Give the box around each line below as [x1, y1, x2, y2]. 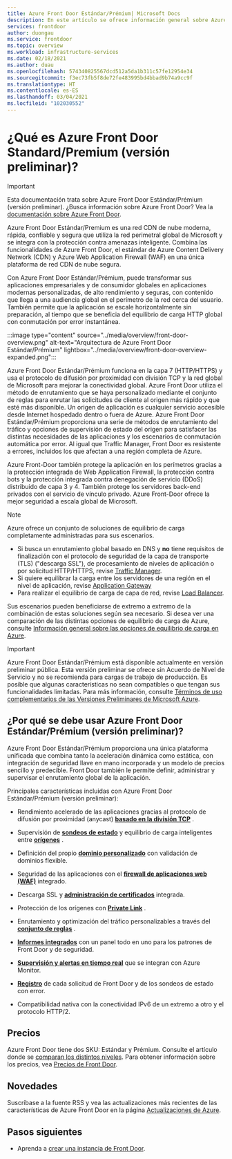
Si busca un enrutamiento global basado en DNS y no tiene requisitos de [17, 544, 224, 553]
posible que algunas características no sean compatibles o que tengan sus [7, 680, 220, 688]
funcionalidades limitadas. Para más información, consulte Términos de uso [7, 687, 222, 696]
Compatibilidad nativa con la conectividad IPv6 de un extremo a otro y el [17, 999, 224, 1008]
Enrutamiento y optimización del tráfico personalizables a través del [17, 917, 211, 926]
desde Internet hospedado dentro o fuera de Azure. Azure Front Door [7, 410, 205, 419]
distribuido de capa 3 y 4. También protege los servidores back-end [7, 482, 201, 490]
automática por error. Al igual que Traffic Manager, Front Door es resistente [7, 439, 221, 448]
